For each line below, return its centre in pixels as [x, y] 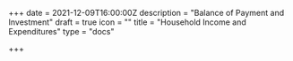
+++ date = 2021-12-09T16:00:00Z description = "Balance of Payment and [146, 13]
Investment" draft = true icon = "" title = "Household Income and [128, 22]
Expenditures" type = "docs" [61, 31]
